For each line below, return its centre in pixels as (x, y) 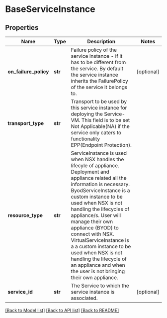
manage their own (92, 221)
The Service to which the (100, 286)
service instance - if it (97, 56)
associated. (84, 298)
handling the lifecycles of (100, 209)
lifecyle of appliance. (95, 165)
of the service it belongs (99, 87)
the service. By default (97, 68)
